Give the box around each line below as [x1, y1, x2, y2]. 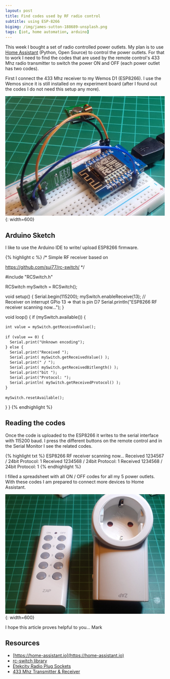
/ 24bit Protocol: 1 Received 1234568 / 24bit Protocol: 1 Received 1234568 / [5, 458, 163, 464]
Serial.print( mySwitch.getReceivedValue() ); [10, 355, 110, 360]
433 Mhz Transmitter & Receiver [12, 668, 80, 674]
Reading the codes [5, 419, 66, 428]
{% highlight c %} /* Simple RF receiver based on [5, 254, 108, 260]
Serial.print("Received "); [10, 350, 69, 355]
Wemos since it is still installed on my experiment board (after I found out [5, 81, 157, 87]
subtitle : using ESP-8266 [5, 19, 60, 24]
